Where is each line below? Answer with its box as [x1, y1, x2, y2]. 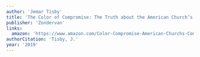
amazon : [11, 31, 31, 37]
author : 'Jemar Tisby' [6, 8, 62, 15]
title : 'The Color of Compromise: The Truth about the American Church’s [6, 14, 193, 20]
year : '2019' [6, 42, 39, 48]
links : [6, 25, 23, 31]
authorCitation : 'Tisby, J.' [6, 36, 79, 42]
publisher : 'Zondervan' [6, 20, 65, 26]
